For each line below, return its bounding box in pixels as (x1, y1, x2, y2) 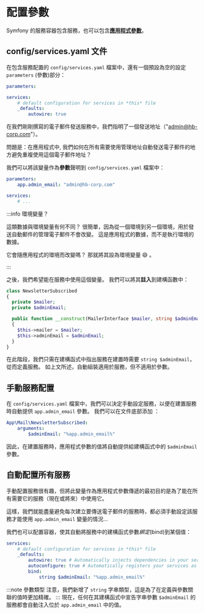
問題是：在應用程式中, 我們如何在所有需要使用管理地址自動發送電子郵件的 (6, 143, 190, 151)
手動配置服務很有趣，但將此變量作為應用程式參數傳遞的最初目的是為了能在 (6, 487, 192, 494)
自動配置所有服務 (6, 470, 70, 480)
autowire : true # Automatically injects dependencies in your (28, 557, 189, 564)
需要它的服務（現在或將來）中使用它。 (11, 494, 107, 502)
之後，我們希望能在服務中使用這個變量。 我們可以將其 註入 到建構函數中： (6, 276, 189, 283)
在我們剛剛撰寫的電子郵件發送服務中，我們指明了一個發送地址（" (6, 123, 169, 131)
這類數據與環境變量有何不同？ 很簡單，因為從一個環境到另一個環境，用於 (6, 223, 189, 230)
